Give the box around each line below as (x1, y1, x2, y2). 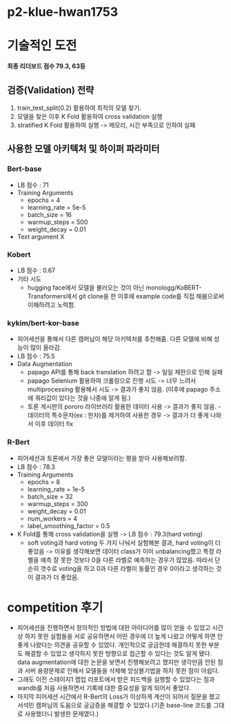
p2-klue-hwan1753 (7, 4, 119, 20)
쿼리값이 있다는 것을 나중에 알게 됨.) (34, 394, 131, 402)
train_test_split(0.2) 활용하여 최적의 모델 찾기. (17, 103, 141, 112)
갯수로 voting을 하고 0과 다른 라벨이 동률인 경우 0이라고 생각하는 (40, 564, 215, 572)
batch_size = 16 (27, 210, 72, 219)
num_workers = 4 (27, 514, 78, 523)
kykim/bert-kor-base (7, 318, 79, 328)
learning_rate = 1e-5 (27, 485, 85, 493)
